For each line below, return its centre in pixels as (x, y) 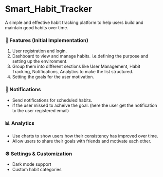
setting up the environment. (40, 61)
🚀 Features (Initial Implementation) (47, 40)
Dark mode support (32, 164)
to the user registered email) (40, 110)
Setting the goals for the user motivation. (53, 77)
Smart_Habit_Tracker (49, 9)
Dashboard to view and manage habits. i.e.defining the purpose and (80, 56)
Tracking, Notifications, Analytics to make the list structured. (73, 72)
